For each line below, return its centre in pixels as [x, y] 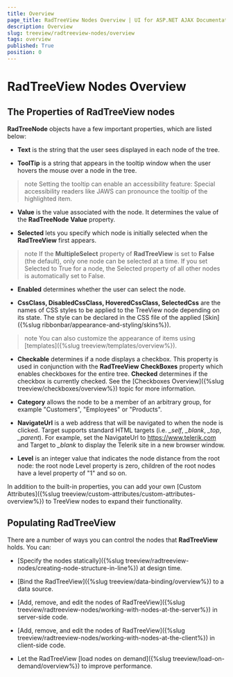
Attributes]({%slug [34, 494]
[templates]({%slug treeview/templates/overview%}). [101, 345]
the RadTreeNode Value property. [66, 219]
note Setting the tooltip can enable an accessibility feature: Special [120, 184]
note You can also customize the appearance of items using [110, 338]
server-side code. [43, 617]
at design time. [161, 568]
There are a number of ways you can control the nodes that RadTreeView [113, 540]
